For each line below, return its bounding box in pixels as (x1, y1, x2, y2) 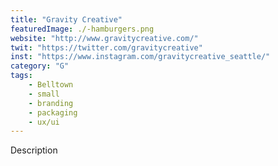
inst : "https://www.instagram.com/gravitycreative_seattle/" (10, 52, 271, 62)
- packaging (28, 107, 78, 118)
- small (28, 89, 60, 99)
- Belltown (28, 80, 74, 90)
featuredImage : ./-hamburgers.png (10, 24, 155, 34)
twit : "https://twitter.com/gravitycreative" (10, 42, 203, 53)
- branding (28, 98, 74, 108)
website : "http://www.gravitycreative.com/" (10, 33, 199, 43)
